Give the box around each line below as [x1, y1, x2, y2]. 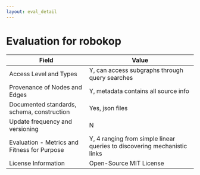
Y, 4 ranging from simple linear [89, 135, 176, 143]
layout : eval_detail [6, 8, 58, 15]
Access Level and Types [9, 70, 77, 78]
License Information [9, 159, 65, 167]
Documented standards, [9, 100, 77, 108]
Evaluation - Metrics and [9, 138, 79, 146]
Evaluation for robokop [6, 34, 122, 48]
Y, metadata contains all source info [89, 87, 189, 95]
